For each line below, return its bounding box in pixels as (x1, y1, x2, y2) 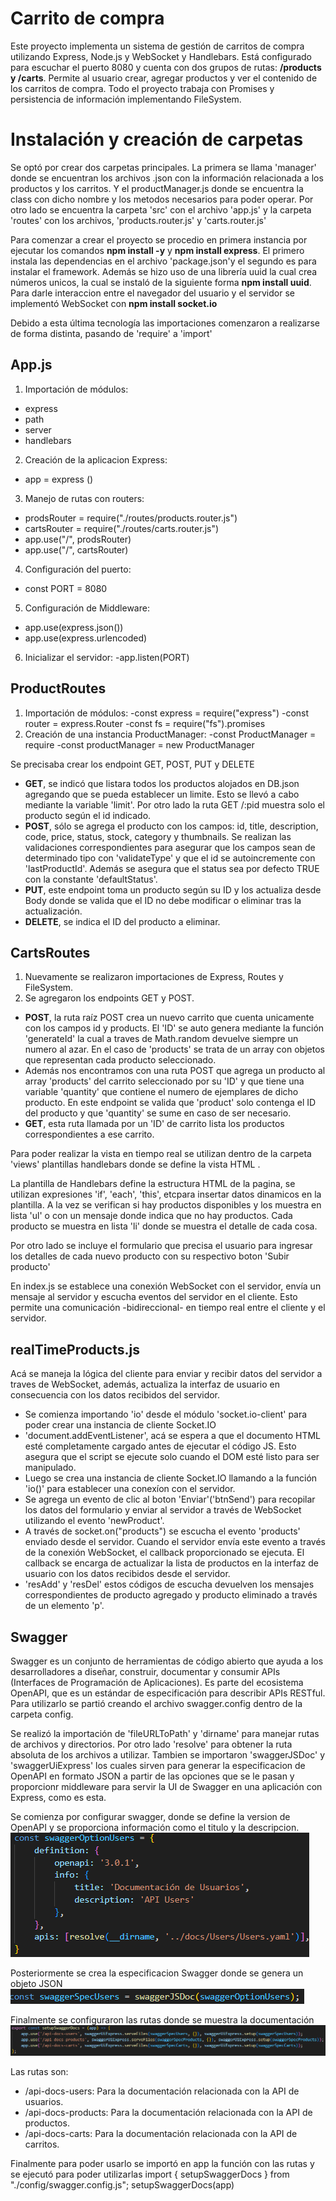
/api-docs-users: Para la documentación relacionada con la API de (24, 2085, 300, 2097)
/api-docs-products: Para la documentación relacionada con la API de (24, 2106, 313, 2118)
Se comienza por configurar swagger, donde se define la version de (10, 1810, 291, 1822)
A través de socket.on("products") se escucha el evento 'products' (24, 1525, 301, 1537)
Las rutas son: (10, 2065, 69, 2077)
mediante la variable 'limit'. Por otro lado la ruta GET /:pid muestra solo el (24, 798, 326, 811)
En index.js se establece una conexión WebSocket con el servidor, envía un (10, 1280, 322, 1292)
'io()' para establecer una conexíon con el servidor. (24, 1483, 236, 1495)
